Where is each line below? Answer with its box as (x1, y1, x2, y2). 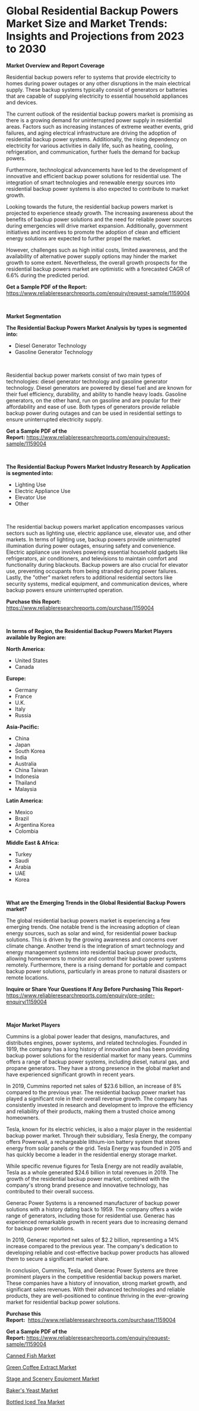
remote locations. (6, 973, 49, 981)
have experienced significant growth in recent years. (6, 1071, 135, 1078)
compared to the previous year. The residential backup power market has (6, 1089, 186, 1096)
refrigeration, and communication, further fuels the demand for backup (6, 148, 180, 156)
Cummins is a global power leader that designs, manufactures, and (6, 1032, 170, 1040)
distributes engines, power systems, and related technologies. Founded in (6, 1039, 187, 1046)
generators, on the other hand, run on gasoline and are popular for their (6, 396, 181, 404)
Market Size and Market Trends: (6, 17, 168, 30)
